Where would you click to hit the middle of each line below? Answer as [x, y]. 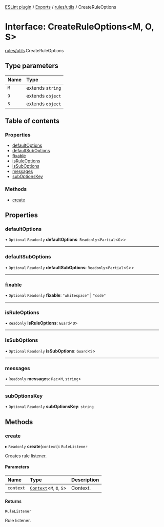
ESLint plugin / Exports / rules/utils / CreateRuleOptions [61, 7]
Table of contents [32, 121]
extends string [44, 88]
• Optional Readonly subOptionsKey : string [50, 407]
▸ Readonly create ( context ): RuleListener [46, 446]
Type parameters [32, 66]
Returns [13, 501]
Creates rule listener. [26, 456]
